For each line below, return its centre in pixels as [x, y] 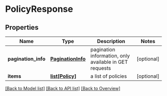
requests [101, 68]
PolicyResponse [39, 9]
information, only [110, 56]
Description [111, 41]
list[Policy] [63, 76]
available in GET [109, 62]
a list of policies [109, 76]
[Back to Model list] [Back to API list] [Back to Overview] [63, 88]
